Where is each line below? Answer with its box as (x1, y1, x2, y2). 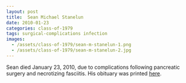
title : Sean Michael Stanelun (6, 14, 84, 20)
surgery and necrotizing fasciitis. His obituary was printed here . (6, 69, 162, 77)
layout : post (6, 8, 39, 15)
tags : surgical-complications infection (6, 31, 108, 37)
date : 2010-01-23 (6, 20, 49, 25)
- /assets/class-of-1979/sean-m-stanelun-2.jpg (11, 47, 132, 53)
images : (6, 36, 26, 42)
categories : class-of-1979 (6, 25, 73, 31)
